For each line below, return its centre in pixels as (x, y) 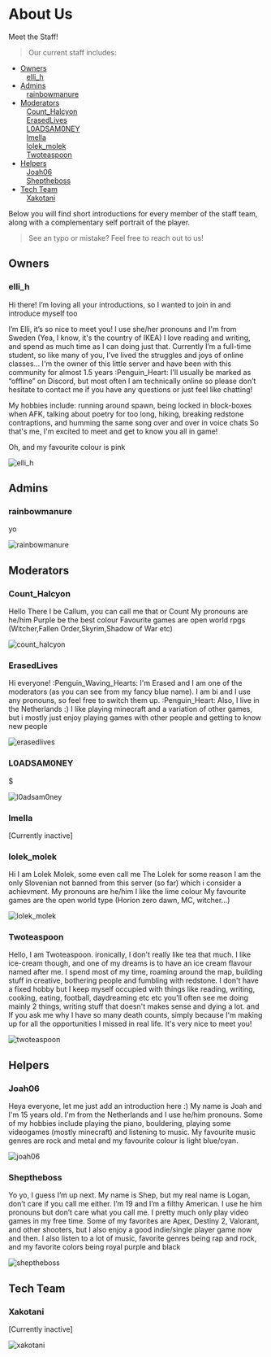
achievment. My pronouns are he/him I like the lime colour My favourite (127, 892)
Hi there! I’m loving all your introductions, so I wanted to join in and (120, 304)
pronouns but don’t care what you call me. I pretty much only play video (129, 1212)
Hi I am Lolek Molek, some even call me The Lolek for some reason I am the (135, 875)
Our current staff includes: (72, 52)
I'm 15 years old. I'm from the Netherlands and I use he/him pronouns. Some (136, 1115)
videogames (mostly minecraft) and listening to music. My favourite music (132, 1132)
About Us (41, 14)
